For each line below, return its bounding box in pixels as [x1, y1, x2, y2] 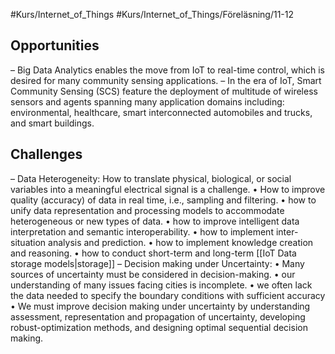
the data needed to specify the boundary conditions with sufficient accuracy [10, 289, 326, 301]
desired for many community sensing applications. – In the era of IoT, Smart [10, 74, 322, 86]
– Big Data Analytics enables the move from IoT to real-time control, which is [10, 64, 325, 76]
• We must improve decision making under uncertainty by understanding [10, 300, 311, 312]
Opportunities [10, 37, 100, 54]
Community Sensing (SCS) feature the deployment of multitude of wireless [10, 85, 318, 97]
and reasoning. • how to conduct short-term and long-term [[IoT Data [10, 247, 297, 259]
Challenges [10, 146, 83, 163]
